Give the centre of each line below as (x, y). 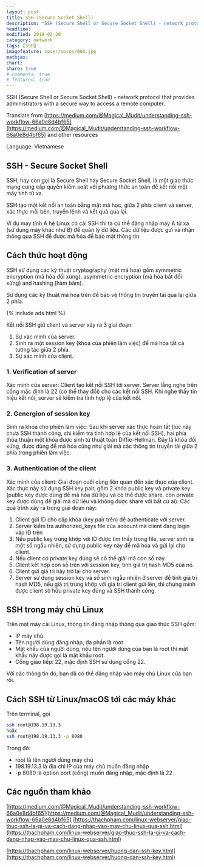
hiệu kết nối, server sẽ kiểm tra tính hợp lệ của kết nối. (74, 398)
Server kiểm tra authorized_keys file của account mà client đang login (102, 526)
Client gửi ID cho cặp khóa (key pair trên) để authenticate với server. (100, 519)
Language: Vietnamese (35, 147)
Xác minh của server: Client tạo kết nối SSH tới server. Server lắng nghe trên (102, 385)
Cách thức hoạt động (47, 255)
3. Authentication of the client (51, 468)
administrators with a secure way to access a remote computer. (86, 103)
